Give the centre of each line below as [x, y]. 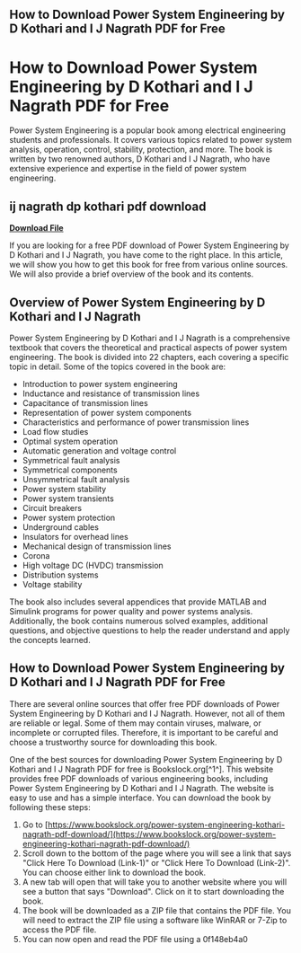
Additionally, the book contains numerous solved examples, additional [138, 621]
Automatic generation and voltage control [99, 450]
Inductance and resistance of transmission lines [111, 393]
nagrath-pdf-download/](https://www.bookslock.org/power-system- [149, 834]
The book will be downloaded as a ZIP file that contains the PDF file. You [157, 910]
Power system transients [68, 499]
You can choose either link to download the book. [114, 872]
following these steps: [50, 807]
